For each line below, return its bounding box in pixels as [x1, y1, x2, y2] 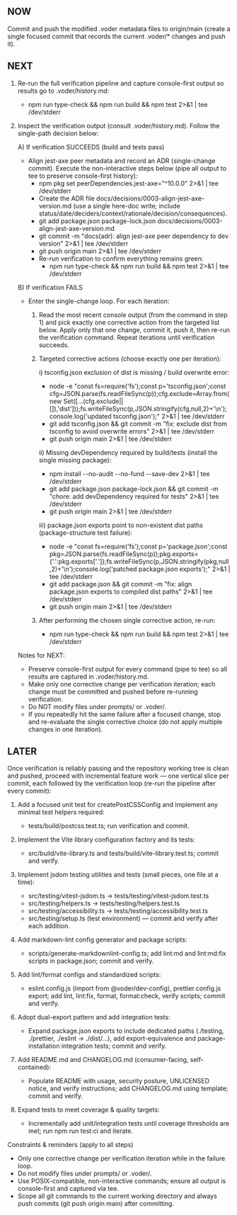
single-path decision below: [17, 129, 99, 137]
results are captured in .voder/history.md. [28, 672, 149, 681]
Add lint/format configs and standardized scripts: [17, 971, 161, 979]
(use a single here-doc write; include [73, 201, 180, 210]
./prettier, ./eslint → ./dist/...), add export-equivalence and [28, 1034, 197, 1043]
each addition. [28, 922, 71, 930]
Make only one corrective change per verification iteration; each [28, 679, 216, 688]
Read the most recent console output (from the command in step [38, 310, 228, 319]
